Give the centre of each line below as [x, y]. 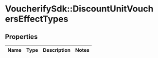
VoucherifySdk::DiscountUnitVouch [79, 9]
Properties [21, 37]
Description [57, 50]
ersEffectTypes [37, 19]
